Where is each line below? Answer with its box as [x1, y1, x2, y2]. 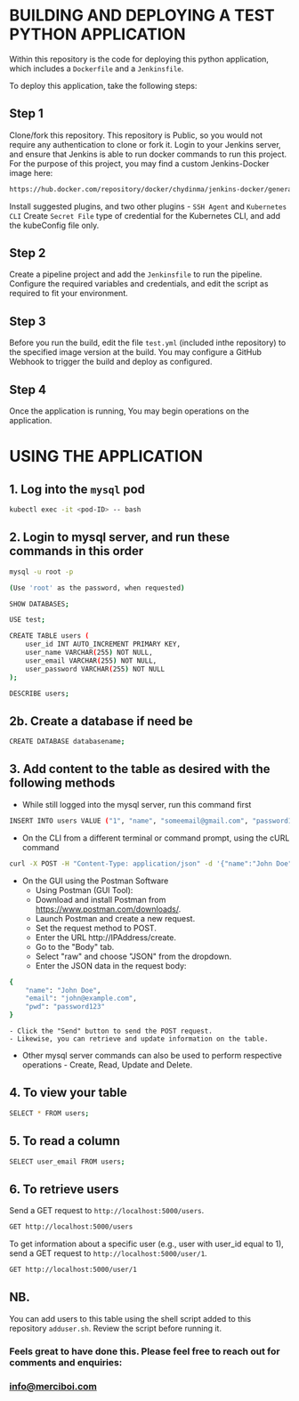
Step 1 [9, 106, 44, 121]
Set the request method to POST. [35, 922, 158, 933]
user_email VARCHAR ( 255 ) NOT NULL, [25, 656, 158, 665]
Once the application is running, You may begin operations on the [9, 406, 249, 416]
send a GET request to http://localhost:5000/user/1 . [9, 1248, 207, 1259]
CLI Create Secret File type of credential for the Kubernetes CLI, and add [9, 210, 281, 221]
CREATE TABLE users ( [9, 632, 90, 640]
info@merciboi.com [9, 1380, 98, 1392]
